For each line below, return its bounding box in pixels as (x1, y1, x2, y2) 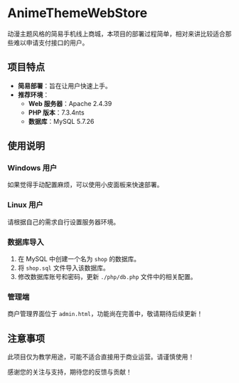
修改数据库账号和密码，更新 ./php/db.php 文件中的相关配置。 (17, 273, 197, 281)
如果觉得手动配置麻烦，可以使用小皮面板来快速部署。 (7, 180, 164, 189)
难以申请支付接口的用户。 (13, 38, 89, 47)
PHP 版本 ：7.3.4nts (28, 108, 85, 117)
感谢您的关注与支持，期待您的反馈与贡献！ (7, 368, 132, 377)
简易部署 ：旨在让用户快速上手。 (17, 81, 112, 90)
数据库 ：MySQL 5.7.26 (28, 117, 95, 125)
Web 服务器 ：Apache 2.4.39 (28, 99, 112, 107)
